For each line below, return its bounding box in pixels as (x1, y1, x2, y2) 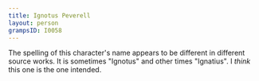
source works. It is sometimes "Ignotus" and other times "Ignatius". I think (8, 56, 251, 66)
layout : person (8, 19, 59, 27)
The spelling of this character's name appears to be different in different (8, 48, 245, 58)
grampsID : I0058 (8, 26, 62, 34)
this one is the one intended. (8, 65, 102, 75)
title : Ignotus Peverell (8, 11, 91, 20)
